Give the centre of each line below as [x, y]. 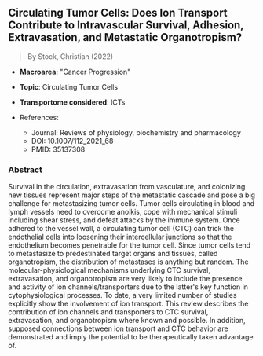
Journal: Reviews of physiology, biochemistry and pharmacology [136, 132]
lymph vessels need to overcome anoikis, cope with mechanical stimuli [123, 212]
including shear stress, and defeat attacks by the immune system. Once [124, 220]
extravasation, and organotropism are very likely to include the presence [125, 279]
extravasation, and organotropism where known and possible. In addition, [127, 321]
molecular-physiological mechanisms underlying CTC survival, [109, 270]
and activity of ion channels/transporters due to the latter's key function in [128, 287]
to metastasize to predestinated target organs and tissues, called [113, 254]
